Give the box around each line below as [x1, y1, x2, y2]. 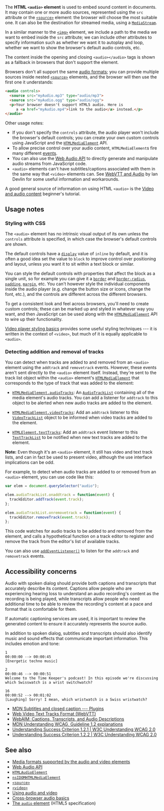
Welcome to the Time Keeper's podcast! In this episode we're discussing [5, 676, 159, 681]
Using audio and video [12, 790, 58, 795]
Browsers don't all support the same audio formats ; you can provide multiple [5, 69, 159, 75]
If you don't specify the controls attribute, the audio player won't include [12, 129, 159, 136]
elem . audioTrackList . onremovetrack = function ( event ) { [5, 510, 121, 515]
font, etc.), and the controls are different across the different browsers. [5, 291, 147, 297]
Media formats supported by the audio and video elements [12, 759, 130, 765]
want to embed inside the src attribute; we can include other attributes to [5, 34, 152, 40]
